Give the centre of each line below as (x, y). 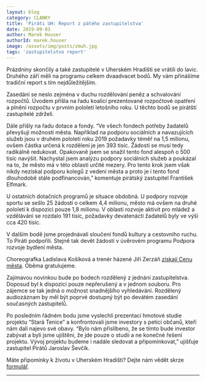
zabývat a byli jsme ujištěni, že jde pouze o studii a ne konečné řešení (94, 335)
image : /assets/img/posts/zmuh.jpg (52, 47)
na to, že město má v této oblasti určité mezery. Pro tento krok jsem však (98, 165)
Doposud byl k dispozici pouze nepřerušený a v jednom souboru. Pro (93, 284)
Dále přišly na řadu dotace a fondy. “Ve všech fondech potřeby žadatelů (97, 126)
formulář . (18, 366)
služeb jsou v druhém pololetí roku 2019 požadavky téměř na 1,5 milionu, (98, 139)
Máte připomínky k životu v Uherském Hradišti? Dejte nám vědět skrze (95, 360)
